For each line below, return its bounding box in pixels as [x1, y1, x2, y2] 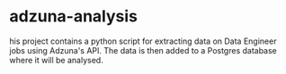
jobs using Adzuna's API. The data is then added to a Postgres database [9, 45, 277, 55]
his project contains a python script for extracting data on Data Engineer [9, 36, 277, 46]
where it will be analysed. [9, 54, 103, 65]
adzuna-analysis [9, 6, 138, 27]
